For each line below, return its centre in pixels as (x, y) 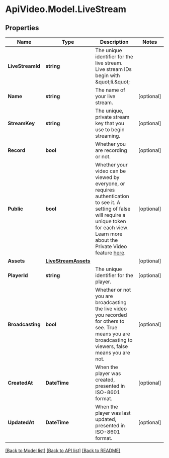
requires (105, 190)
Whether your (111, 165)
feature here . (110, 253)
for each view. (112, 227)
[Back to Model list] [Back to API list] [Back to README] (63, 450)
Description (114, 42)
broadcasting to (114, 340)
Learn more (109, 234)
